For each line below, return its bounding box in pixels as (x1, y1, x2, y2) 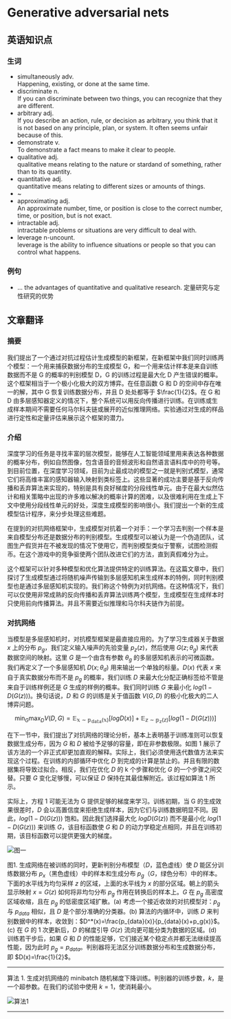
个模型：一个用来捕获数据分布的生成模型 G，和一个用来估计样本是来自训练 (7, 361, 219, 370)
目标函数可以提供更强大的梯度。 (25, 831, 115, 839)
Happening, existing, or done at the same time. (16, 79, 150, 87)
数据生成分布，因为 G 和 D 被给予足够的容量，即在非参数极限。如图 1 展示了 (7, 739, 221, 748)
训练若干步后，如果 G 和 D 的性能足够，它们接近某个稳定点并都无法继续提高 (7, 934, 222, 943)
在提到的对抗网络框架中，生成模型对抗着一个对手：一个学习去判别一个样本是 (7, 525, 224, 533)
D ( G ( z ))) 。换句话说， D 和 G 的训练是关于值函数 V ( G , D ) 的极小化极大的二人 (7, 691, 219, 700)
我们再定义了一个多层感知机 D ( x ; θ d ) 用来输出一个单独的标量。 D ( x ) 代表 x (7, 663, 214, 673)
